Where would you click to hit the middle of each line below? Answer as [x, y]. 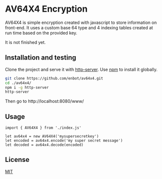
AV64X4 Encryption [46, 9]
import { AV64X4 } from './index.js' [43, 128]
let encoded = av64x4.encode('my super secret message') [64, 141]
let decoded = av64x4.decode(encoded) [44, 145]
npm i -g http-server [27, 87]
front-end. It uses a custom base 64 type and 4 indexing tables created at [79, 27]
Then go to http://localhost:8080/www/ [45, 101]
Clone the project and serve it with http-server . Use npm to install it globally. [81, 69]
